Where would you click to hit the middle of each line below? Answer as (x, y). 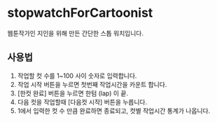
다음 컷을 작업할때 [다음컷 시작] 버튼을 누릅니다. (82, 102)
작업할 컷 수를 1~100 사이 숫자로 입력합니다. (77, 76)
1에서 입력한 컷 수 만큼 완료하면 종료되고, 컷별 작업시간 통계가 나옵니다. (114, 111)
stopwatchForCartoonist (80, 13)
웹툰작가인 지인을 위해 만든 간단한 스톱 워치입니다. (76, 33)
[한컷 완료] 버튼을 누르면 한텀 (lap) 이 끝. (72, 93)
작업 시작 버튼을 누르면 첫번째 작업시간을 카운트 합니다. (92, 84)
